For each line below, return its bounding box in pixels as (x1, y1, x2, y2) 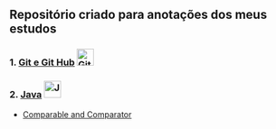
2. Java (9, 88, 43, 101)
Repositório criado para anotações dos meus (9, 7, 268, 23)
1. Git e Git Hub (9, 56, 75, 69)
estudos (9, 22, 57, 37)
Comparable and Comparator (22, 108, 132, 120)
